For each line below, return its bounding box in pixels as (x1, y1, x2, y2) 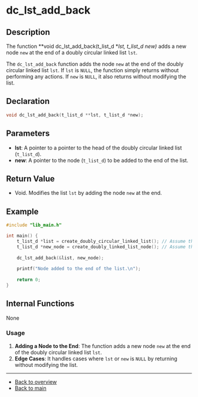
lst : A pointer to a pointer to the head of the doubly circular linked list (14, 144, 182, 151)
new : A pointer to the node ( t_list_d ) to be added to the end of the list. (14, 157, 189, 164)
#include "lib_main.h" (6, 222, 62, 228)
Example (6, 206, 39, 216)
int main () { (6, 233, 38, 239)
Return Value (6, 174, 55, 184)
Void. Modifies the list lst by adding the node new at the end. (14, 190, 162, 197)
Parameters (6, 128, 50, 139)
